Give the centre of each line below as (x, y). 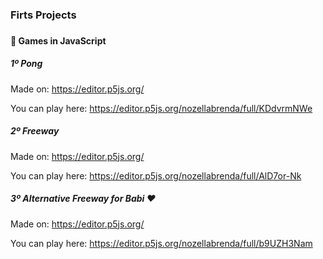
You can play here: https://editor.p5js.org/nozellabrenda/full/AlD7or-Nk (156, 175)
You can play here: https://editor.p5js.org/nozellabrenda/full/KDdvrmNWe (161, 108)
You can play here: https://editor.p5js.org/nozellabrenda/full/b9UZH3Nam (161, 243)
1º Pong (26, 64)
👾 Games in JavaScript (58, 40)
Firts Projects (43, 15)
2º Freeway (35, 131)
